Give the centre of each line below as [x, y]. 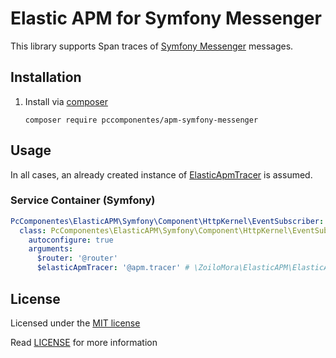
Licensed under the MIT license [75, 323]
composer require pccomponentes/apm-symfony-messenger [141, 120]
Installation [46, 77]
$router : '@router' [77, 258]
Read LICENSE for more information [84, 342]
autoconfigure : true [71, 240]
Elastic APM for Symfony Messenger [166, 18]
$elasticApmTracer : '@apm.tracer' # [113, 268]
